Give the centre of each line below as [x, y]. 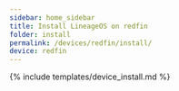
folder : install [40, 34]
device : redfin [38, 51]
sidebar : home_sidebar [52, 18]
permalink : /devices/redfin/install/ [81, 43]
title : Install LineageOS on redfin [79, 26]
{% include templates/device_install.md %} [90, 77]
